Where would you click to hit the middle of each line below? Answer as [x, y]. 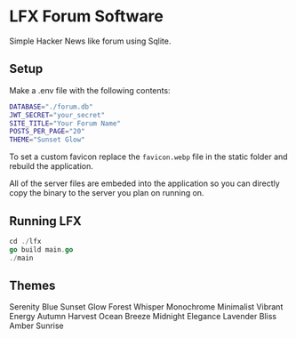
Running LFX [45, 221]
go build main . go [41, 249]
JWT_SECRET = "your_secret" [57, 115]
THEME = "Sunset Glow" [48, 140]
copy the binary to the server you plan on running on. [107, 193]
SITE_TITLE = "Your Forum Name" [65, 123]
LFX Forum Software [87, 16]
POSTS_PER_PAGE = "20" [48, 132]
